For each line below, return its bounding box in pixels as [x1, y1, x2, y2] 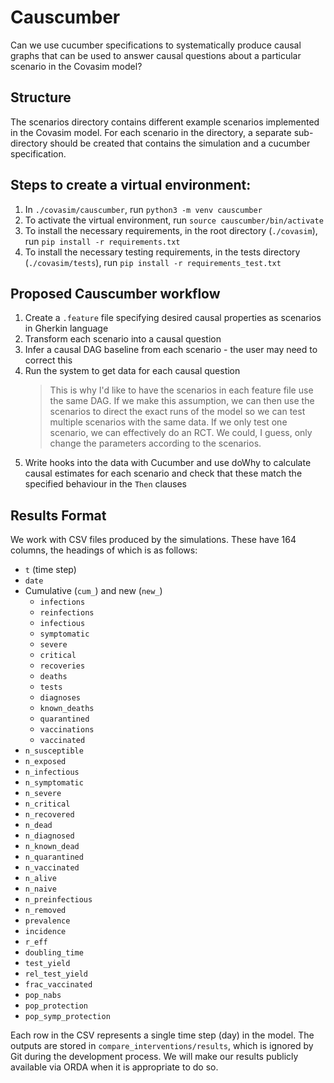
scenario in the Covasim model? [10, 60, 143, 72]
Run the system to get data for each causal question [24, 365, 241, 377]
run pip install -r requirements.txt [24, 235, 181, 247]
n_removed [24, 906, 67, 916]
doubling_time [24, 948, 84, 958]
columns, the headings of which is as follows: [10, 544, 198, 556]
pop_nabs [24, 991, 62, 1001]
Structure [10, 89, 72, 106]
